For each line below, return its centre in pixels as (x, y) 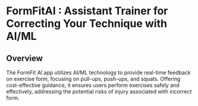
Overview (25, 58)
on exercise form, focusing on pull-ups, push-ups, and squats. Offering (93, 79)
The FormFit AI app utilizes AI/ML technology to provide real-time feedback (99, 72)
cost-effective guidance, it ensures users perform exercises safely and (93, 85)
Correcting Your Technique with (87, 24)
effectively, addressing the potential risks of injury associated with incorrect (99, 91)
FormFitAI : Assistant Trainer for (87, 11)
